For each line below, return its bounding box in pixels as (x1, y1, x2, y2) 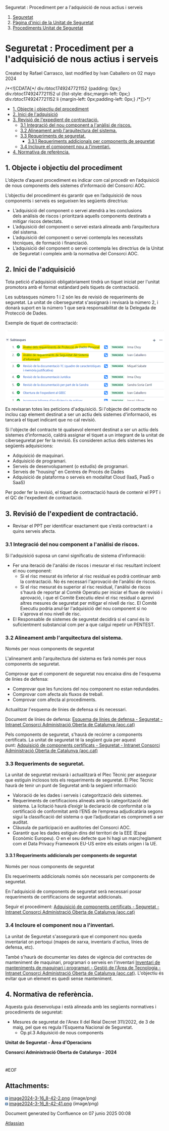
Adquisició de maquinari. (12, 453, 65, 459)
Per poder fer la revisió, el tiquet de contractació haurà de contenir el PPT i (5, 489, 161, 495)
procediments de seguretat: (5, 1009, 63, 1015)
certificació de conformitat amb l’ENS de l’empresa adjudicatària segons (12, 808, 163, 814)
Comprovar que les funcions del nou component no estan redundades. (12, 686, 160, 692)
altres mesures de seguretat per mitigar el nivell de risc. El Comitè (20, 600, 157, 606)
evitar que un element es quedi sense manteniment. (5, 975, 113, 982)
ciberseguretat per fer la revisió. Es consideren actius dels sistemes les (5, 438, 153, 444)
